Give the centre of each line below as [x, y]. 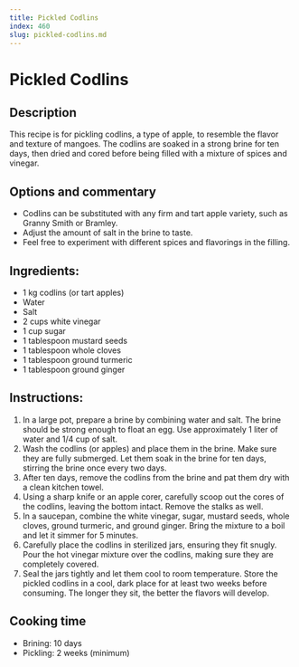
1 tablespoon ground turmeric [77, 360]
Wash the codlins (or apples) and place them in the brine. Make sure [149, 448]
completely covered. [61, 564]
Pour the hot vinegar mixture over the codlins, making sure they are [148, 554]
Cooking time [48, 621]
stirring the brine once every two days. [94, 468]
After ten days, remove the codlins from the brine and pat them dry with [156, 477]
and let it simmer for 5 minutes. [80, 535]
